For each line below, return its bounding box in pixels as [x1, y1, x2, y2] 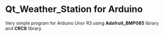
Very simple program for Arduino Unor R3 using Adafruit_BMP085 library [5, 20, 159, 26]
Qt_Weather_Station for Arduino [5, 3, 143, 15]
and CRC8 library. [5, 25, 43, 31]
